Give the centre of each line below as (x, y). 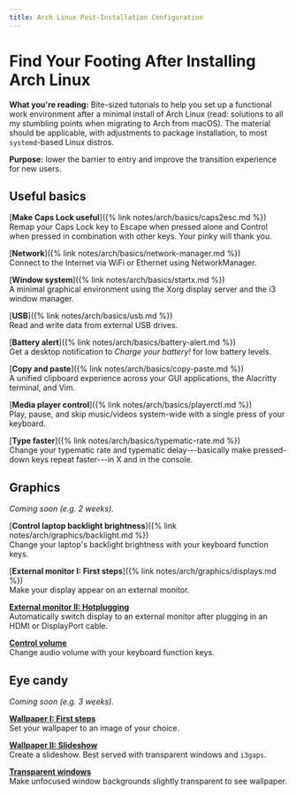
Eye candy (39, 680)
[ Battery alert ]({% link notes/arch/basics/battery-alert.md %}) (123, 342)
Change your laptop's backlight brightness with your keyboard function (139, 545)
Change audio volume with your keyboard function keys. (112, 653)
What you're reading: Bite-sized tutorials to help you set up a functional (140, 104)
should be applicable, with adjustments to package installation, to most (138, 133)
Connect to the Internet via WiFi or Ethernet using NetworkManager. (133, 263)
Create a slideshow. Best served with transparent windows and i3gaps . (138, 754)
